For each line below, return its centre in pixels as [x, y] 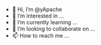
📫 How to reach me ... [40, 36]
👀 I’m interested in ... [38, 16]
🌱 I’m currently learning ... [45, 22]
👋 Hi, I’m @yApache [37, 9]
